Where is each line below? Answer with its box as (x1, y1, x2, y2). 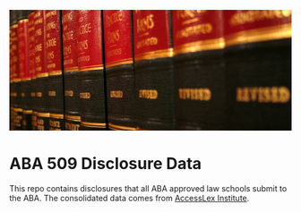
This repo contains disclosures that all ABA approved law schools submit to (9, 182, 288, 193)
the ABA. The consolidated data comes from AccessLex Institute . (9, 192, 250, 203)
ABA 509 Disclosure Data (9, 154, 202, 174)
